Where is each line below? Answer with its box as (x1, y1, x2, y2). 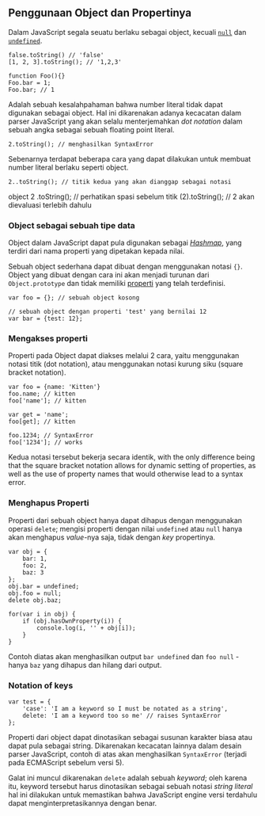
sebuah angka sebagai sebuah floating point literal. (8, 124, 175, 134)
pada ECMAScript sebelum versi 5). (8, 758, 125, 767)
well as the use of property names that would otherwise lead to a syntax (8, 469, 244, 479)
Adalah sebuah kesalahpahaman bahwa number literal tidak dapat (8, 99, 223, 109)
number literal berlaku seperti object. (8, 162, 129, 172)
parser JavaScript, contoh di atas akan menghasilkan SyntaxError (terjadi (8, 749, 248, 759)
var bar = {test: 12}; (8, 315, 83, 323)
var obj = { (8, 547, 47, 555)
